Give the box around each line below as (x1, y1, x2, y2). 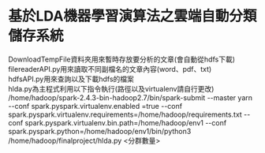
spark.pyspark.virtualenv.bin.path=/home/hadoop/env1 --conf (24, 118, 227, 127)
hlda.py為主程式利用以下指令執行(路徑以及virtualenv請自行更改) (8, 84, 215, 93)
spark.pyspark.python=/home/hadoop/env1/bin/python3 (8, 126, 192, 136)
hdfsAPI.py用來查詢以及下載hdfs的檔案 (8, 74, 134, 84)
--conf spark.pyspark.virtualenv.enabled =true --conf (8, 101, 183, 110)
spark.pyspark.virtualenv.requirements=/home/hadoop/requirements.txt (8, 110, 242, 119)
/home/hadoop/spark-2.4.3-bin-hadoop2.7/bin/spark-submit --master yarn (8, 92, 253, 103)
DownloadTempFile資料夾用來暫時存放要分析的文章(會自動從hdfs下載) (8, 54, 235, 64)
